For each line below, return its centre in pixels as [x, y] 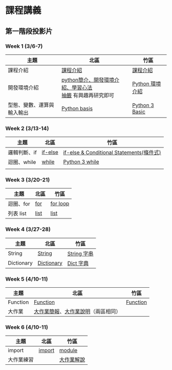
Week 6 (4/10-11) [27, 327]
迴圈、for [19, 204]
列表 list [17, 214]
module [68, 350]
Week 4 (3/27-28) [28, 229]
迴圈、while [22, 162]
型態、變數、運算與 [31, 105]
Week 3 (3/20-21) [28, 180]
